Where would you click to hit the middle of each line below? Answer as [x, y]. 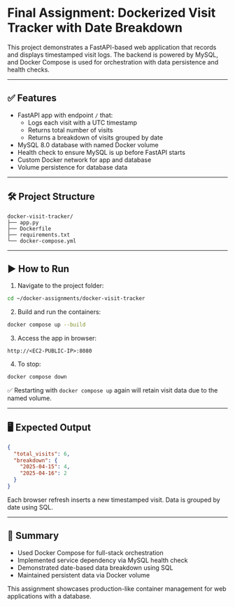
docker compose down [37, 377]
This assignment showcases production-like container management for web [117, 588]
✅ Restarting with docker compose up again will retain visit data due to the [113, 390]
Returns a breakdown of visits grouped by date [95, 137]
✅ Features [32, 98]
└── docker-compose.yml [42, 241]
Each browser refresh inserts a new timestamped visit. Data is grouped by [114, 500]
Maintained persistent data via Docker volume [84, 575]
